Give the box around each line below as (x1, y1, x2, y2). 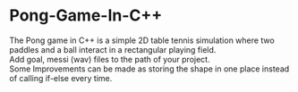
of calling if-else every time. (9, 72, 113, 83)
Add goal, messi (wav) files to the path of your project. (9, 54, 210, 64)
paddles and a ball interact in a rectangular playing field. (9, 44, 217, 54)
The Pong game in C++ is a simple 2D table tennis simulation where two (9, 35, 275, 46)
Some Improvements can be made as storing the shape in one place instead (9, 63, 290, 74)
